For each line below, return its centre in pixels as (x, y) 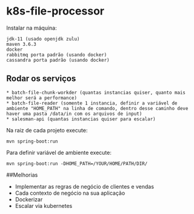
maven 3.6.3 (21, 44)
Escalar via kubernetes (44, 206)
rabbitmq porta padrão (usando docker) (57, 55)
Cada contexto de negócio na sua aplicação (70, 193)
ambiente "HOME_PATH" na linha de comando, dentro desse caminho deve (97, 108)
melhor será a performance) (42, 98)
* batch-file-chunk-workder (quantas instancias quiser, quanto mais (96, 92)
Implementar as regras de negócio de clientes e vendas (85, 186)
